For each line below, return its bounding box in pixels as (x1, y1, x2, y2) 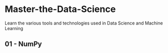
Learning (5, 25, 24, 31)
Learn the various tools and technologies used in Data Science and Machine (5, 20, 163, 26)
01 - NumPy (5, 40, 42, 48)
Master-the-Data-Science (5, 3, 116, 15)
